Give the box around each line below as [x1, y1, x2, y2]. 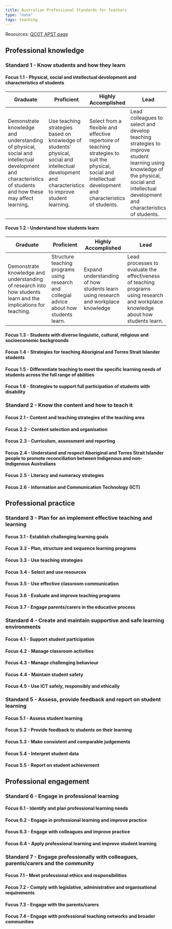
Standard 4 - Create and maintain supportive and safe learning [5, 617, 164, 624]
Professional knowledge [5, 46, 84, 54]
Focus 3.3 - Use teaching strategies [5, 557, 83, 563]
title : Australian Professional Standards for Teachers [5, 7, 127, 13]
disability [5, 389, 26, 395]
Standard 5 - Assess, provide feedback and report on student [5, 696, 161, 703]
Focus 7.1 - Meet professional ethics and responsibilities [5, 872, 127, 879]
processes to [127, 260, 159, 267]
